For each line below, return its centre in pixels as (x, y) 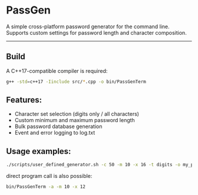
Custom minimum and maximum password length (75, 120)
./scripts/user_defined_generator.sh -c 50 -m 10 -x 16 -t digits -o (93, 165)
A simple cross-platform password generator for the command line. (88, 26)
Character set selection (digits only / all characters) (77, 114)
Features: (24, 100)
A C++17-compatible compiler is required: (57, 70)
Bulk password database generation (58, 126)
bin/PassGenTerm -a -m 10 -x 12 (46, 187)
